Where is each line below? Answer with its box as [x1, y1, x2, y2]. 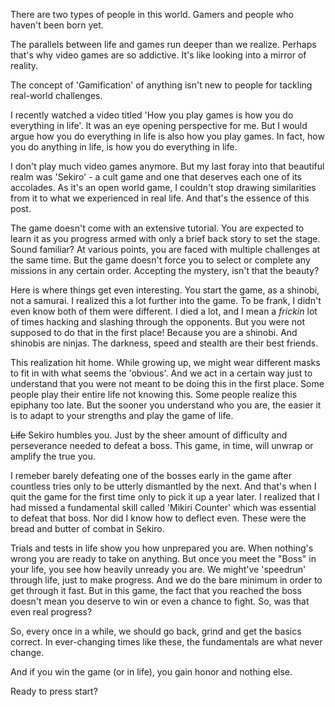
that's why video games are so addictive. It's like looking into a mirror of [10, 49, 307, 61]
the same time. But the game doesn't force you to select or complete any [10, 254, 311, 266]
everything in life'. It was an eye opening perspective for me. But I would [10, 120, 308, 131]
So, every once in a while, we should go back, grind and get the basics [10, 625, 302, 637]
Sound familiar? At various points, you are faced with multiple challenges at [10, 244, 321, 255]
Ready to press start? [10, 685, 98, 697]
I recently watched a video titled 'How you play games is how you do [10, 109, 294, 121]
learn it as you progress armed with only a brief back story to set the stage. [10, 233, 321, 244]
